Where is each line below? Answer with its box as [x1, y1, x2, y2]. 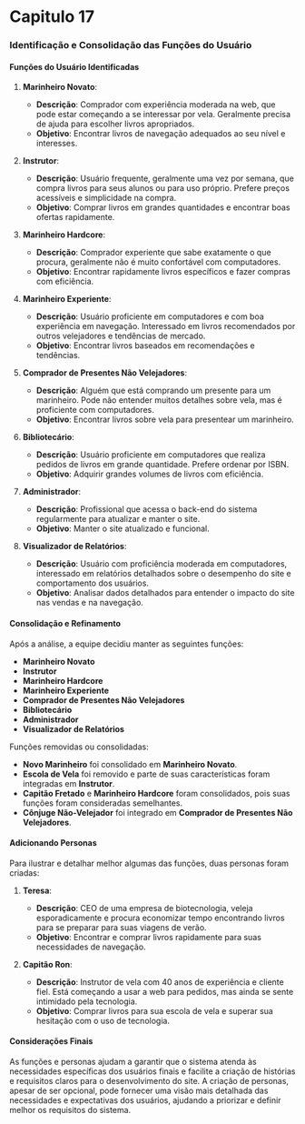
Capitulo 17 [9, 6, 95, 27]
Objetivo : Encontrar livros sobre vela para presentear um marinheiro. [35, 414, 295, 425]
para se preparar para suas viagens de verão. [35, 921, 207, 933]
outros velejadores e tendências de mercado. [35, 330, 206, 342]
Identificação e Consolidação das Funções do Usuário [9, 39, 252, 52]
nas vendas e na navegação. [35, 597, 143, 608]
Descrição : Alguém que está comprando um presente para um [35, 385, 271, 396]
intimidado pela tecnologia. [35, 996, 138, 1007]
